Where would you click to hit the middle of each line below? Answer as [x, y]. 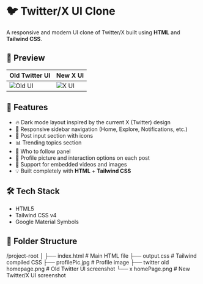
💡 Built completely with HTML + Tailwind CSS [73, 171]
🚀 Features [27, 107]
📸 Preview [26, 58]
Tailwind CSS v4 [36, 215]
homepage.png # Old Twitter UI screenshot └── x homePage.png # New [98, 269]
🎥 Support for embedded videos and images [71, 164]
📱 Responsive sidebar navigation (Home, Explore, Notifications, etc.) [101, 129]
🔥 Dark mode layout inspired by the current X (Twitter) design [93, 122]
